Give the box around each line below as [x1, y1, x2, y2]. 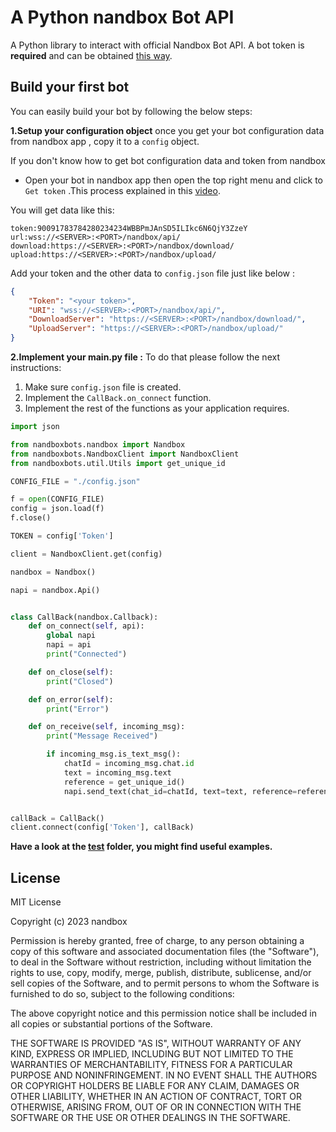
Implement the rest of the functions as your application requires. [24, 402, 290, 414]
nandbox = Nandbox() [10, 567, 97, 577]
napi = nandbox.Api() [10, 585, 101, 595]
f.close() [10, 513, 52, 523]
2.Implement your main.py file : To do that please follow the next [10, 351, 280, 363]
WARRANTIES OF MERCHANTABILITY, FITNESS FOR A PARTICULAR [10, 1059, 293, 1071]
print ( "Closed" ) [46, 676, 114, 686]
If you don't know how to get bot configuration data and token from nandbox [10, 154, 326, 166]
